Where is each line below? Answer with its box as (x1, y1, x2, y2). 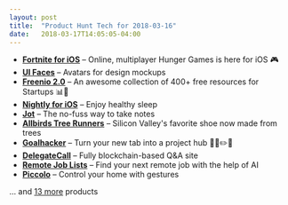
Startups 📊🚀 (21, 86, 69, 98)
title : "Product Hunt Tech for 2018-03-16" (9, 21, 177, 30)
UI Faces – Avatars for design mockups (21, 67, 166, 78)
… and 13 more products (9, 186, 99, 197)
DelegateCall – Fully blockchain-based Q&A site (21, 150, 198, 161)
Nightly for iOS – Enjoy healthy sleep (21, 99, 158, 110)
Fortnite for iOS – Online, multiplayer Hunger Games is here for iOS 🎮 (21, 54, 279, 65)
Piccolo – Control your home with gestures (21, 170, 180, 180)
